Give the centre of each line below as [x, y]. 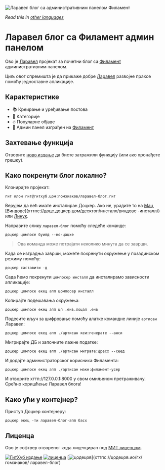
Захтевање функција [39, 143]
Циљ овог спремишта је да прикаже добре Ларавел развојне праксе [78, 76]
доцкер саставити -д [26, 268]
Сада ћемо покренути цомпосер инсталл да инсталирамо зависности [77, 277]
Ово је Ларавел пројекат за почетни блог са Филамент [63, 61]
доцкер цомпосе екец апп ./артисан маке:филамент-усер [63, 370]
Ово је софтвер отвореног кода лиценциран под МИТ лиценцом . [74, 447]
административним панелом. [36, 66]
